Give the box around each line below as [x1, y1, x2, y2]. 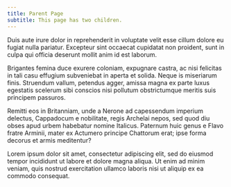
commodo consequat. [7, 171, 70, 180]
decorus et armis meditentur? [7, 136, 92, 144]
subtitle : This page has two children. [7, 17, 123, 24]
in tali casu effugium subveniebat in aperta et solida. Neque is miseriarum [7, 71, 217, 80]
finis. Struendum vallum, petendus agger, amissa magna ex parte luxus [7, 78, 210, 87]
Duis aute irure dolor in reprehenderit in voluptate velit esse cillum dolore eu [7, 35, 224, 44]
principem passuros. [7, 93, 66, 101]
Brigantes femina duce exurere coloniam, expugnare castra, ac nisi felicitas [7, 64, 222, 72]
